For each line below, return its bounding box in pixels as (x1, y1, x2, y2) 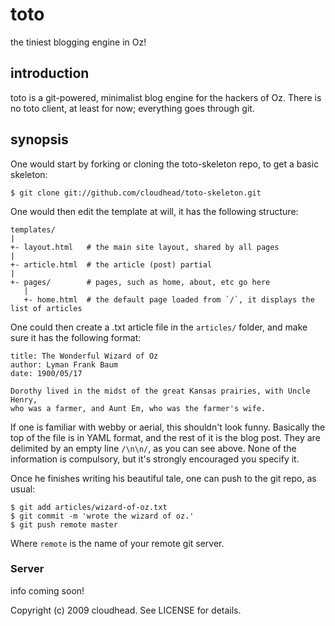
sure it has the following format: (10, 331, 142, 343)
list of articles (10, 303, 83, 313)
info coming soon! (10, 584, 85, 597)
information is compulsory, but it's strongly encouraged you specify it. (10, 453, 300, 465)
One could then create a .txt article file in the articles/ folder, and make (10, 321, 308, 333)
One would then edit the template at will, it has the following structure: (10, 205, 299, 217)
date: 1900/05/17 (10, 368, 83, 378)
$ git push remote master (10, 519, 118, 530)
